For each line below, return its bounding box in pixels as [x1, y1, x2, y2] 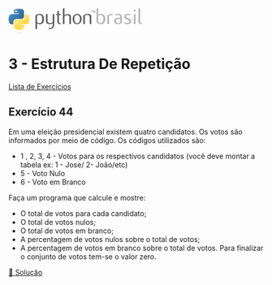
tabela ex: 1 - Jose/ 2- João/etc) [19, 159, 128, 170]
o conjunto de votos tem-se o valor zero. [19, 252, 157, 261]
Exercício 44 [8, 106, 74, 119]
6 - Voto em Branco [19, 177, 87, 187]
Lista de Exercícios [8, 81, 71, 91]
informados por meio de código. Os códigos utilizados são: [8, 135, 206, 145]
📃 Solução [8, 267, 43, 277]
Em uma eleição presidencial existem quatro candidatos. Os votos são [8, 127, 243, 136]
